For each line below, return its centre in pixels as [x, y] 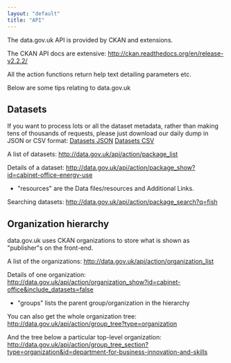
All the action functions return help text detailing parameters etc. [100, 74]
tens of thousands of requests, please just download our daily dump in [108, 133]
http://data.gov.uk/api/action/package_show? [130, 168]
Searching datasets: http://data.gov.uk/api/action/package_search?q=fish [112, 202]
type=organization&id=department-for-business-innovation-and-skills [108, 352]
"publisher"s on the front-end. [50, 248]
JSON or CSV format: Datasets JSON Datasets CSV [81, 141]
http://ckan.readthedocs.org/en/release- [165, 53]
